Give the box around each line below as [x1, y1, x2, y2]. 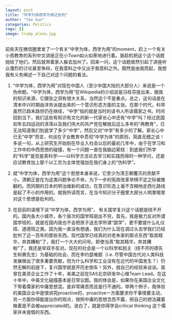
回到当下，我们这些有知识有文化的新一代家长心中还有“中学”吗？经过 [12, 115, 156, 120]
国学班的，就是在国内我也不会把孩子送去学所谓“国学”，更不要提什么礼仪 [12, 220, 165, 225]
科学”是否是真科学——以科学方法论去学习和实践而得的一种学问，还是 [19, 153, 165, 159]
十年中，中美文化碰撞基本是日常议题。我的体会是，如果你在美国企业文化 [12, 277, 165, 283]
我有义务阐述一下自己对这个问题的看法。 [5, 72, 91, 77]
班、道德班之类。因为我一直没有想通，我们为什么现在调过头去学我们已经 [12, 226, 165, 232]
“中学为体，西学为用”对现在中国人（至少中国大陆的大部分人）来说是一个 [12, 82, 165, 89]
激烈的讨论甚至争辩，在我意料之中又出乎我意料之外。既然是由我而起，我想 [9, 65, 167, 71]
